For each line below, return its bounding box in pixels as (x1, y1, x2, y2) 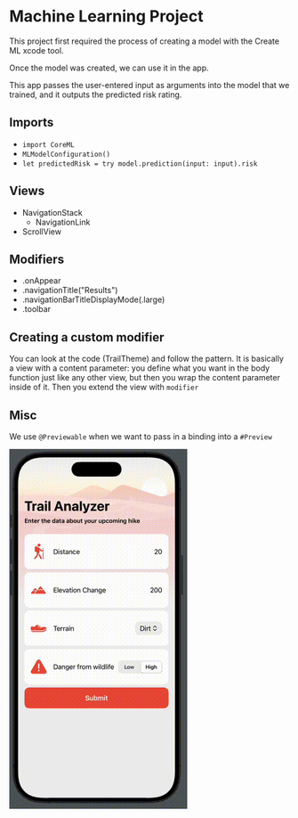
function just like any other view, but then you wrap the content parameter (9, 372, 280, 383)
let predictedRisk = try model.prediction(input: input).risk (21, 159, 258, 168)
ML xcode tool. (9, 45, 64, 55)
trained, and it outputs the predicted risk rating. (9, 89, 182, 100)
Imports (9, 115, 54, 130)
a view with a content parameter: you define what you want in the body (9, 363, 270, 373)
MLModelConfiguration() (21, 150, 111, 159)
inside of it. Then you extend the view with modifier (9, 381, 199, 393)
